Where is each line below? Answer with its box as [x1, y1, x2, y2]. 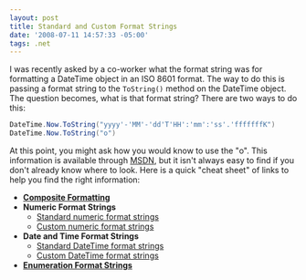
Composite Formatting [22, 192, 111, 202]
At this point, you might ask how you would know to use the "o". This [9, 145, 268, 156]
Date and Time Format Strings [22, 231, 140, 242]
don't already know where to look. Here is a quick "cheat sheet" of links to [9, 165, 290, 175]
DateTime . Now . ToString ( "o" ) [9, 129, 117, 138]
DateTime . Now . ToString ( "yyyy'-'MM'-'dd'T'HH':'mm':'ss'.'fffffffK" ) [9, 120, 276, 130]
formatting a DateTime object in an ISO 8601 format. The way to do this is [9, 74, 285, 85]
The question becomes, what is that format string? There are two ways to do [9, 93, 298, 104]
